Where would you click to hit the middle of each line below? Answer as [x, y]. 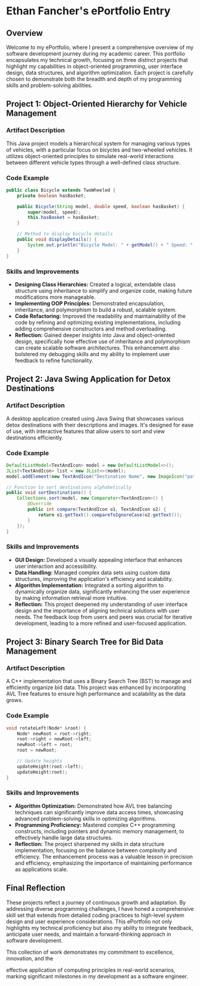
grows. [15, 700]
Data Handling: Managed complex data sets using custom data [93, 572]
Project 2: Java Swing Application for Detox [88, 379]
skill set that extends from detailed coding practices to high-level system [95, 915]
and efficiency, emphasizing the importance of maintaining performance [103, 863]
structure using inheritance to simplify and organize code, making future [103, 290]
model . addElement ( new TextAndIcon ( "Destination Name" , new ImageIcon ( [96, 476]
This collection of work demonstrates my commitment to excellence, [90, 952]
